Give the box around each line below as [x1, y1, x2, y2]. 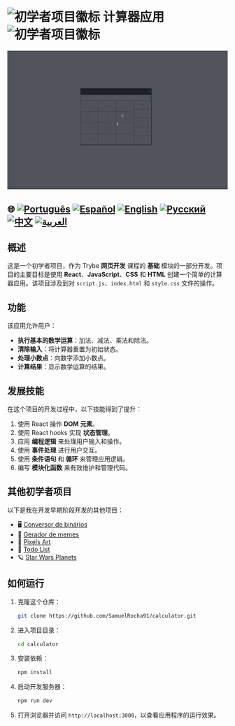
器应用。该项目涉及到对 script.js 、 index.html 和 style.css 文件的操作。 [7, 279, 219, 287]
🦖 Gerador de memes [17, 530, 79, 539]
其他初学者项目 [7, 486, 72, 498]
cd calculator [17, 641, 59, 648]
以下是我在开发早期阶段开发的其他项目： [7, 506, 124, 514]
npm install [17, 669, 52, 676]
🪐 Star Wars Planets [17, 553, 77, 561]
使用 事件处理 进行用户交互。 [17, 446, 101, 455]
